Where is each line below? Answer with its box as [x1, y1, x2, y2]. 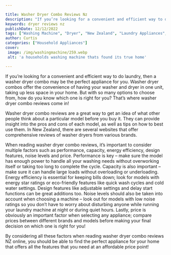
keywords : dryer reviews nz [5, 21, 65, 27]
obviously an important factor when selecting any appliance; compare [5, 212, 152, 218]
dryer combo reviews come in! [5, 100, 69, 106]
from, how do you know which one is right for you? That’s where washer [5, 95, 157, 101]
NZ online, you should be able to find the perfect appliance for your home [5, 238, 159, 244]
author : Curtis [5, 36, 38, 41]
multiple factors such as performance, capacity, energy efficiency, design [5, 147, 160, 153]
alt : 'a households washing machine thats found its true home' [7, 55, 147, 60]
